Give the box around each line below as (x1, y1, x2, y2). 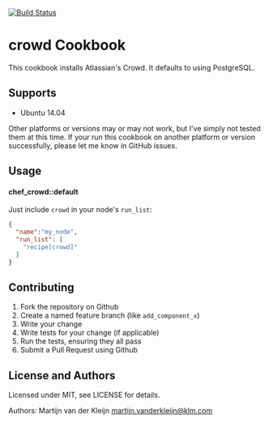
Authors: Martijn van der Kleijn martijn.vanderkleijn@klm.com (8, 406, 213, 416)
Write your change (19, 319, 83, 329)
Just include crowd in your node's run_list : (8, 205, 152, 215)
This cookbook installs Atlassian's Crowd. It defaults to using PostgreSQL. (8, 62, 255, 72)
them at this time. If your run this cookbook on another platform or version (8, 132, 256, 142)
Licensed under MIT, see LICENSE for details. (8, 390, 160, 400)
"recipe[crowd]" (23, 243, 79, 251)
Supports (8, 86, 57, 100)
